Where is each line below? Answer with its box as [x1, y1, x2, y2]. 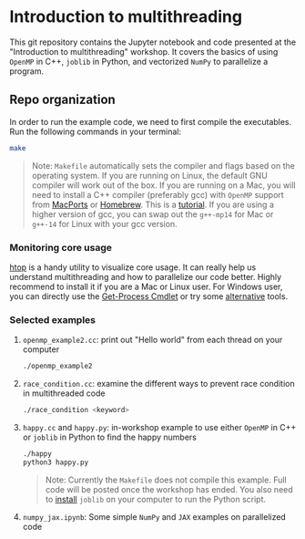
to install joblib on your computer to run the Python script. [45, 493, 267, 504]
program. [9, 66, 45, 77]
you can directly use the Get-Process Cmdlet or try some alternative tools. [9, 290, 289, 302]
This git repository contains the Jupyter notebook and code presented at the [9, 36, 297, 47]
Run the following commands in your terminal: [9, 126, 182, 137]
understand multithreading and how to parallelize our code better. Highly [9, 271, 282, 282]
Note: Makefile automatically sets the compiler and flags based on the [31, 160, 296, 171]
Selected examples [9, 313, 96, 326]
